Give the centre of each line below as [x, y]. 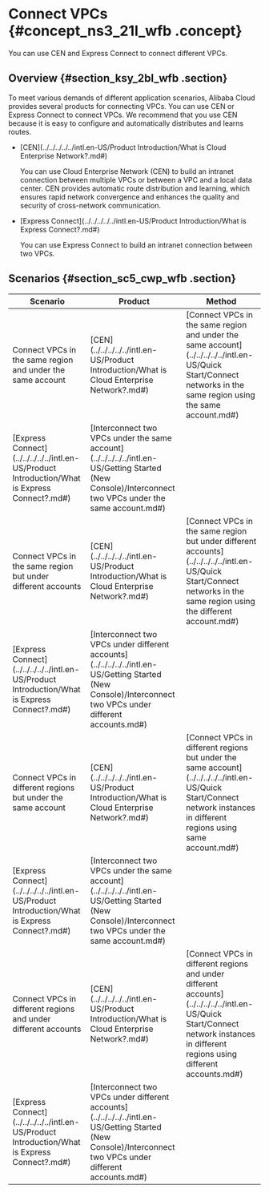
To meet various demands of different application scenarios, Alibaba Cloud [132, 98]
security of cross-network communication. [90, 205]
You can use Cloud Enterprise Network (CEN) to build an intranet [127, 171]
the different [209, 611]
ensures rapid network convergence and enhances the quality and [130, 196]
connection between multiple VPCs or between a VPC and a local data [136, 179]
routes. [20, 131]
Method [221, 301]
